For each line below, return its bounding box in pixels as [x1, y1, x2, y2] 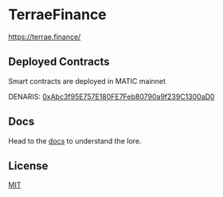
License [8, 159, 49, 172]
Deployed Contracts [8, 55, 110, 69]
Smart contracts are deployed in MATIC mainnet [8, 76, 166, 85]
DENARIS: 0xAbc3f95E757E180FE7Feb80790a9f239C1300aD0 [8, 92, 215, 101]
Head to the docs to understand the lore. [8, 136, 142, 145]
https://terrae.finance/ [8, 32, 81, 41]
